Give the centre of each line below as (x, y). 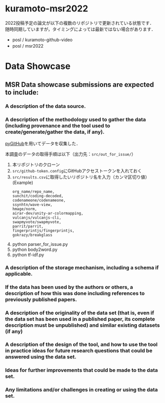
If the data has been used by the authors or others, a (69, 287)
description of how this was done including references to (75, 293)
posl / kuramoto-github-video (42, 40)
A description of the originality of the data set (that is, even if (80, 313)
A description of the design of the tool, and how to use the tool (82, 345)
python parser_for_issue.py (40, 244)
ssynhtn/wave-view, (32, 204)
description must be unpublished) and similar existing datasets (82, 325)
